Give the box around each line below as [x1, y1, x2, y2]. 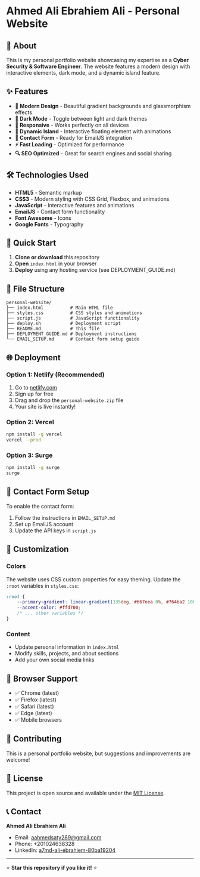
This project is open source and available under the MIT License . [6, 789, 165, 796]
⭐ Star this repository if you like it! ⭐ [6, 864, 98, 872]
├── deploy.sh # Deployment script [6, 321, 121, 327]
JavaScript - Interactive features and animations [14, 201, 135, 208]
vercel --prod [6, 437, 42, 443]
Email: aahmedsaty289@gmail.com [14, 834, 102, 841]
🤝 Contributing [6, 734, 62, 744]
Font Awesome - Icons [14, 214, 71, 222]
